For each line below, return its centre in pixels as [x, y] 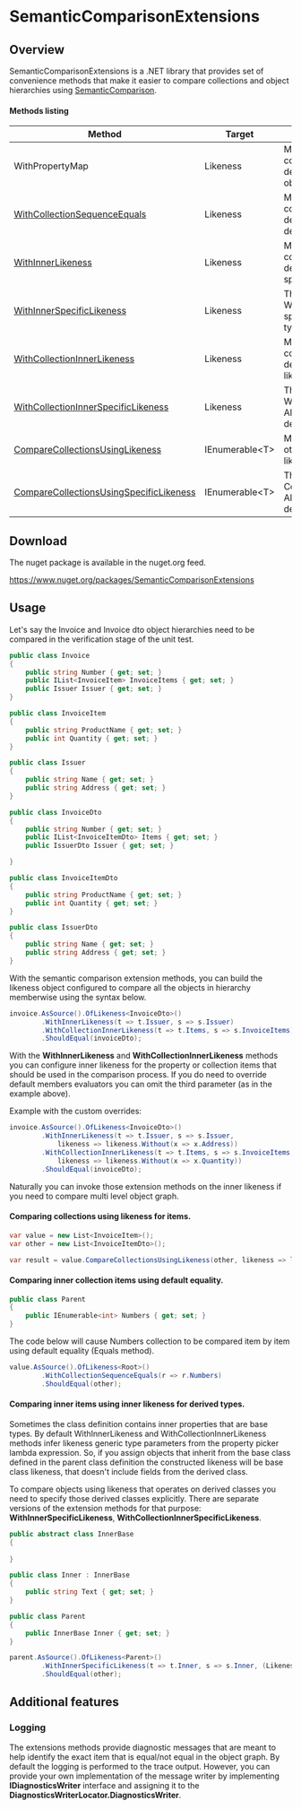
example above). [40, 1094]
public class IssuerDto [54, 928]
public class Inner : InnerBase [69, 1575]
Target [240, 134]
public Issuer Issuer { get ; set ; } [94, 689]
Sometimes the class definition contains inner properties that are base [139, 1424]
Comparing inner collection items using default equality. [116, 1280]
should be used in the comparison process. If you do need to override [138, 1075]
